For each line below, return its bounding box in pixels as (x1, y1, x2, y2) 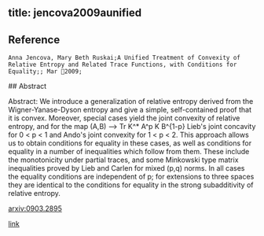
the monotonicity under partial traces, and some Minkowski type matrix (8, 155, 239, 164)
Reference (8, 33, 60, 46)
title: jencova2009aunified (8, 6, 142, 20)
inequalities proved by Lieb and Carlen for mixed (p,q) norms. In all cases (8, 164, 245, 173)
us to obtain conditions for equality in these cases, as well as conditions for (8, 138, 252, 148)
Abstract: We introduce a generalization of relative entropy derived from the (8, 97, 254, 106)
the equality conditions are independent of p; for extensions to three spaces (8, 172, 255, 182)
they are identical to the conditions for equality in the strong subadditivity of (8, 180, 254, 190)
